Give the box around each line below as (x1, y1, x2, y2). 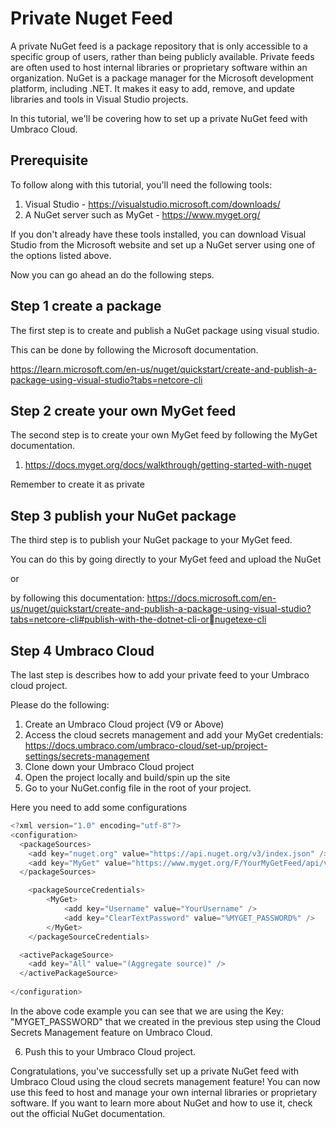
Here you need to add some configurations (10, 802, 188, 813)
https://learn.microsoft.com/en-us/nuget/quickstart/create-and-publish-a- (10, 363, 318, 375)
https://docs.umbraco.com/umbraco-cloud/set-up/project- (24, 740, 268, 751)
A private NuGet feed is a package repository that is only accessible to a (10, 40, 308, 52)
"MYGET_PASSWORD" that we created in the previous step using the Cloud (10, 1015, 322, 1027)
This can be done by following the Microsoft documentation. (10, 343, 259, 356)
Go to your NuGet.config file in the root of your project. (24, 782, 252, 794)
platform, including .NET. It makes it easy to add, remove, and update (10, 82, 295, 94)
